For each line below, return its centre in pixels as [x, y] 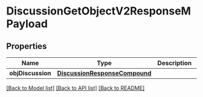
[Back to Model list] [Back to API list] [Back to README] [76, 88]
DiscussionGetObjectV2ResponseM [99, 11]
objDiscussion [30, 73]
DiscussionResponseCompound [105, 73]
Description [175, 63]
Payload [27, 24]
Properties [27, 46]
